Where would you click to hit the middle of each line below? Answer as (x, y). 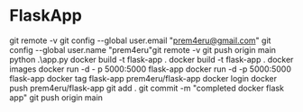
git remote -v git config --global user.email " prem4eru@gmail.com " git (140, 40)
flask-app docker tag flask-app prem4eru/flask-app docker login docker (143, 78)
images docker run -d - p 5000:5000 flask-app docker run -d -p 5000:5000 (150, 69)
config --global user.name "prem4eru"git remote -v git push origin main (143, 49)
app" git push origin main (56, 97)
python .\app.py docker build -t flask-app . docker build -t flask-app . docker (151, 59)
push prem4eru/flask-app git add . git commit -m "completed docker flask (147, 88)
